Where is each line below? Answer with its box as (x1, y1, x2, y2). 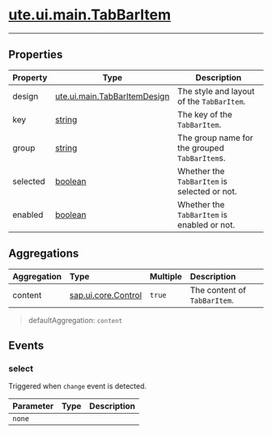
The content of (189, 284, 247, 296)
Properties (8, 48, 63, 62)
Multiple (149, 270, 182, 282)
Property (12, 71, 48, 83)
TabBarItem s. (177, 152, 226, 164)
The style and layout (177, 85, 255, 96)
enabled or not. (177, 219, 236, 230)
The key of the (177, 108, 233, 120)
